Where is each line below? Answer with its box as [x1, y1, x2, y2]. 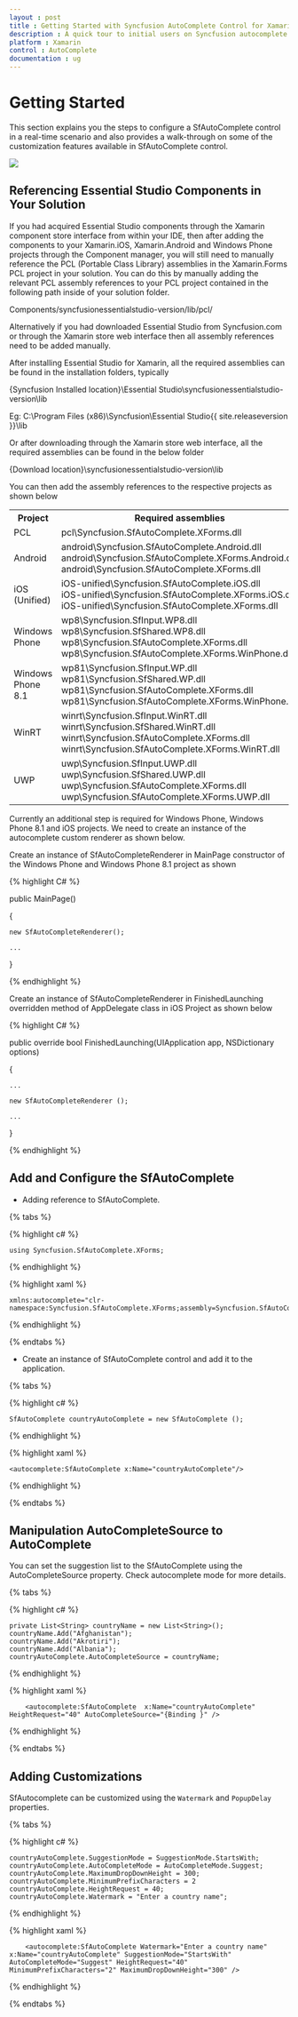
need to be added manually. [9, 339, 111, 351]
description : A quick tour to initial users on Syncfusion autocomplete [9, 29, 288, 38]
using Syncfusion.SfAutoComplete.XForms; [9, 1246, 165, 1255]
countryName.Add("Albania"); [9, 1645, 117, 1654]
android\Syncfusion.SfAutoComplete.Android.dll [60, 540, 262, 553]
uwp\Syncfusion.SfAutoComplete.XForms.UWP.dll [60, 790, 271, 802]
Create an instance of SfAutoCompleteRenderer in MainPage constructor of [9, 849, 286, 860]
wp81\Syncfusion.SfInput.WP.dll [60, 661, 198, 674]
